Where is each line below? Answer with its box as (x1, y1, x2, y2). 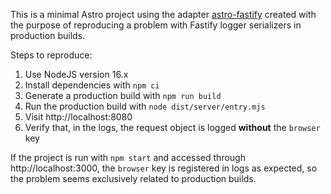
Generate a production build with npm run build (24, 90, 222, 101)
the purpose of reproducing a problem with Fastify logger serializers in (10, 19, 302, 31)
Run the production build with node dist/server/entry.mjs (24, 100, 266, 112)
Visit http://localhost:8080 (24, 111, 133, 123)
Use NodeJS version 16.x (24, 69, 129, 80)
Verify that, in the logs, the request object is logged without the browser (24, 122, 321, 133)
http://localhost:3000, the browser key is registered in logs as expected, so (10, 162, 318, 174)
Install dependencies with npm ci (24, 79, 160, 91)
